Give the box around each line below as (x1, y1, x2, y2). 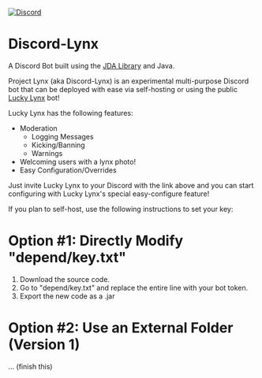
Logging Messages (31, 132, 94, 141)
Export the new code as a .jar (19, 291, 115, 301)
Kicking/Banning (31, 140, 85, 150)
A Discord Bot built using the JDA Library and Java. (8, 61, 175, 70)
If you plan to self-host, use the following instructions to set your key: (8, 204, 234, 213)
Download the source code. (19, 274, 110, 283)
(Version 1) (8, 335, 80, 354)
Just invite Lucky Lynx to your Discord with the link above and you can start (8, 180, 254, 190)
